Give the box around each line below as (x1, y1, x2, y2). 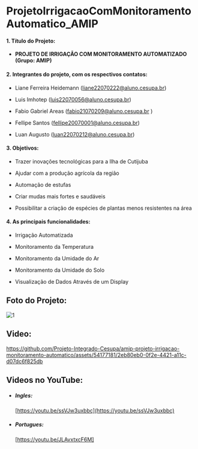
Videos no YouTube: (6, 375, 83, 385)
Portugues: (14, 421, 44, 428)
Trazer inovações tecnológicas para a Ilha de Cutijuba (14, 157, 148, 165)
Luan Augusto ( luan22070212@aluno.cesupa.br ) (14, 130, 135, 138)
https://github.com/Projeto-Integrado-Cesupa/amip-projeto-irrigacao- (6, 344, 180, 352)
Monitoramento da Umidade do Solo (14, 266, 105, 273)
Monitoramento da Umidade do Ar (14, 255, 100, 262)
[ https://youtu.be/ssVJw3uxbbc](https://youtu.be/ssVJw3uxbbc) (14, 407, 175, 414)
